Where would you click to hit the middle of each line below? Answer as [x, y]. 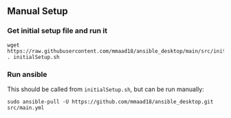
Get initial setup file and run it [57, 31]
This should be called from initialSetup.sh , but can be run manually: [106, 89]
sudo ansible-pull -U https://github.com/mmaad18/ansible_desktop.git [110, 102]
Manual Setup [38, 11]
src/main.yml [26, 108]
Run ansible [27, 74]
